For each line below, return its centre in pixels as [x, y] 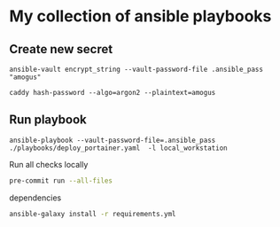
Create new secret [61, 49]
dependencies [35, 198]
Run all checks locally [49, 164]
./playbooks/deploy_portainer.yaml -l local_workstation [118, 148]
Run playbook [48, 120]
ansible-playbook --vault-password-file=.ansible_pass [113, 140]
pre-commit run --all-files [61, 180]
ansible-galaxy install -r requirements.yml [93, 214]
